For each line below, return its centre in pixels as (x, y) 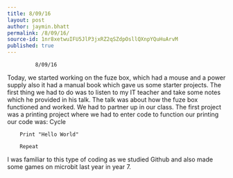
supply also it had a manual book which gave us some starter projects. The (114, 85)
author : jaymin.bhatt (38, 26)
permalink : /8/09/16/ (38, 33)
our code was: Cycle (36, 122)
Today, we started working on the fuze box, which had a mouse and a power (116, 78)
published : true (31, 46)
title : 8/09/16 (29, 14)
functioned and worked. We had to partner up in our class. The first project (114, 107)
